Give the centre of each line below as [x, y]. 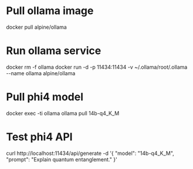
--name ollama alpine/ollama [41, 73]
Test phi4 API [39, 137]
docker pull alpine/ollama [37, 27]
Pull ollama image [50, 11]
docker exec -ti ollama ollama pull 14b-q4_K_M [63, 113]
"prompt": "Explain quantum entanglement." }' [62, 159]
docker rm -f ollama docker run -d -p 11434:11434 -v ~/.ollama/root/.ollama [97, 67]
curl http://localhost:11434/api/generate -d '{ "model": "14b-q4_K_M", [90, 153]
